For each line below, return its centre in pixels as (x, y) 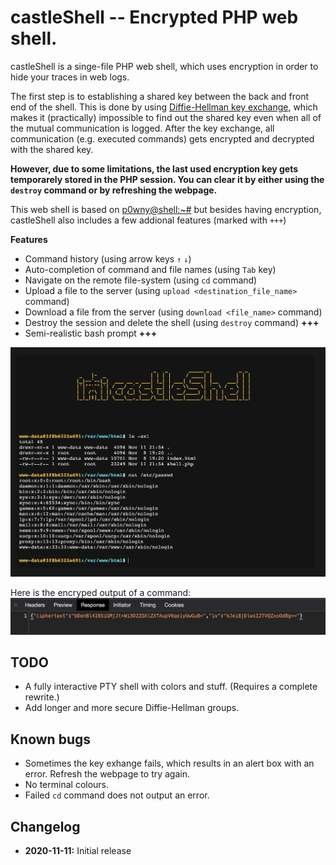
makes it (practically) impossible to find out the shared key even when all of (166, 117)
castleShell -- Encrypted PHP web (154, 17)
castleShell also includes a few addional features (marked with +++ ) (148, 220)
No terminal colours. (67, 785)
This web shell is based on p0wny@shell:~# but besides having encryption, (166, 209)
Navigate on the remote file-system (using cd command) (141, 280)
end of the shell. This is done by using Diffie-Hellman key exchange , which (164, 107)
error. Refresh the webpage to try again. (107, 774)
